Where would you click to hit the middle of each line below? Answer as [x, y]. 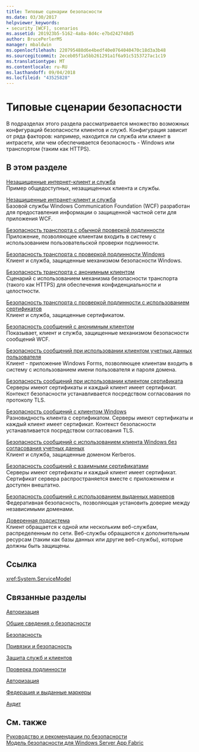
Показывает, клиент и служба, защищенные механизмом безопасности [97, 332]
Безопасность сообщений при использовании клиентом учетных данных [99, 350]
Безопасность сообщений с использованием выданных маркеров [90, 496]
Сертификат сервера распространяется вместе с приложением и [90, 478]
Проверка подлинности [36, 669]
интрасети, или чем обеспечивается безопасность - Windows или [90, 142]
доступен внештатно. [33, 485]
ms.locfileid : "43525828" [38, 78]
